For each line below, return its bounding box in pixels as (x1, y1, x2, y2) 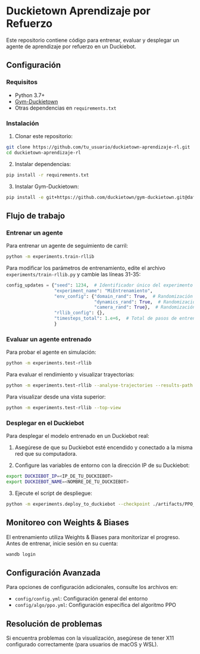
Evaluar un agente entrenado (6, 335, 92, 343)
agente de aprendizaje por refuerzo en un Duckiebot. (6, 43, 137, 50)
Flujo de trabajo (6, 210, 65, 221)
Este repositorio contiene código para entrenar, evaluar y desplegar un (6, 36, 180, 43)
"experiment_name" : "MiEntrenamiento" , (54, 288, 153, 294)
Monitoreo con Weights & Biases (6, 518, 129, 528)
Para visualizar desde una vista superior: (6, 393, 106, 400)
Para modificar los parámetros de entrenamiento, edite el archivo (6, 264, 165, 272)
